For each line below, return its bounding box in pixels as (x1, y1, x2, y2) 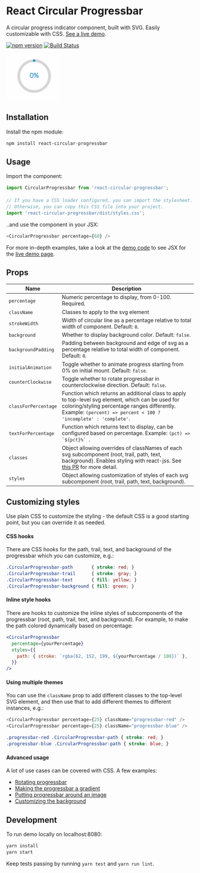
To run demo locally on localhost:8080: (6, 830, 102, 838)
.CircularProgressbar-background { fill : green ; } (6, 583, 135, 589)
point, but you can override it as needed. (6, 519, 106, 526)
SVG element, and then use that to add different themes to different (6, 698, 171, 706)
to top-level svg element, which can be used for (61, 396, 180, 403)
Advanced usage (6, 754, 49, 761)
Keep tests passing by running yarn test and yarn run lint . (6, 860, 155, 867)
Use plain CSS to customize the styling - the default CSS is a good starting (6, 512, 189, 520)
